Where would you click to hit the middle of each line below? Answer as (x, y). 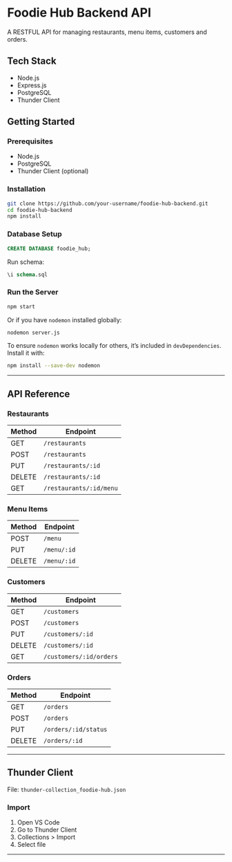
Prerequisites (30, 141)
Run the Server (33, 292)
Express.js (32, 85)
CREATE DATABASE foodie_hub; (49, 248)
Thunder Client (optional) (53, 171)
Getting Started (41, 122)
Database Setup (35, 234)
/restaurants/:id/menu (81, 489)
